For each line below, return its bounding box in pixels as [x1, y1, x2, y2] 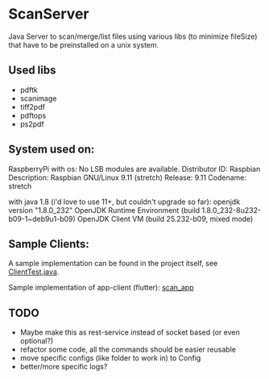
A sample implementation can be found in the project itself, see [8, 259, 218, 269]
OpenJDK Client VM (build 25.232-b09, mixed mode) [77, 214, 254, 223]
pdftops [19, 110, 47, 120]
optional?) [19, 336, 54, 346]
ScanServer [8, 5, 89, 23]
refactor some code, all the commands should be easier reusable [19, 344, 236, 355]
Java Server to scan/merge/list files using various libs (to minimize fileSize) [8, 31, 258, 41]
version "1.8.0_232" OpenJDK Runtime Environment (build [8, 205, 201, 214]
